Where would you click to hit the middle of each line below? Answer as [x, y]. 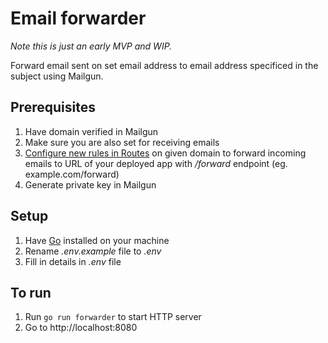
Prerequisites [53, 107]
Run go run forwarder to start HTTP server [113, 317]
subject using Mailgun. [57, 76]
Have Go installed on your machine [97, 240]
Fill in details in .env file [73, 261]
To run [31, 292]
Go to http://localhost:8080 [81, 328]
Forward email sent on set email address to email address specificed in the [164, 65]
